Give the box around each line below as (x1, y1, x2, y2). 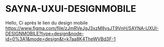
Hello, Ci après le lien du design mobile (5, 20, 88, 26)
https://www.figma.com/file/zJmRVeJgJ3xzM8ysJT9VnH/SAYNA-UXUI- (5, 25, 159, 31)
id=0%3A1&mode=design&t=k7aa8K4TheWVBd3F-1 (5, 36, 116, 42)
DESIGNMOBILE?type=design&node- (5, 30, 84, 36)
